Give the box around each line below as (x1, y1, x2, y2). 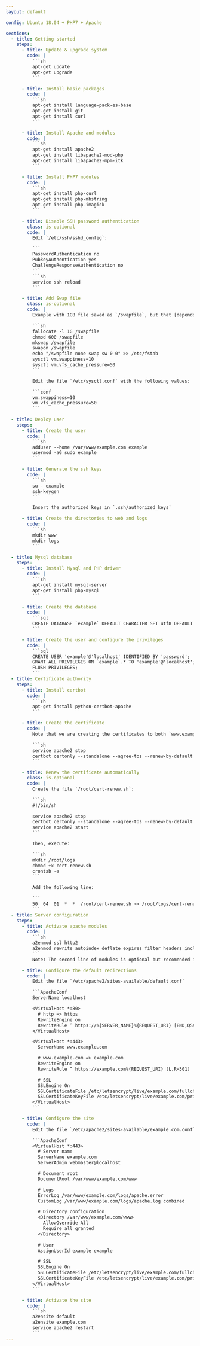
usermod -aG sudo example (32, 450, 97, 456)
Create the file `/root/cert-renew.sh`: (32, 786, 134, 792)
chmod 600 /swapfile (32, 334, 84, 340)
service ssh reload (32, 279, 81, 285)
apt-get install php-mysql (32, 587, 100, 593)
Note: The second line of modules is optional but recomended (32, 957, 190, 963)
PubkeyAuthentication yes (32, 257, 97, 263)
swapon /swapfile (32, 345, 76, 351)
